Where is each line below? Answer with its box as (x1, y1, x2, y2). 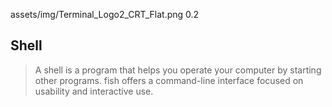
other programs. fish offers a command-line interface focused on (34, 74, 304, 86)
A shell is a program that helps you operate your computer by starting (34, 64, 322, 76)
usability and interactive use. (34, 85, 154, 97)
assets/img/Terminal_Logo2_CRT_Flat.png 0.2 (10, 9, 200, 20)
